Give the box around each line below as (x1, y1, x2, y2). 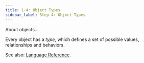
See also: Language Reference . (5, 52, 71, 58)
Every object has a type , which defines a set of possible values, (5, 36, 139, 43)
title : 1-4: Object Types (5, 7, 60, 13)
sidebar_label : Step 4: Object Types (5, 12, 86, 17)
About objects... (5, 26, 39, 32)
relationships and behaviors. (5, 41, 65, 48)
